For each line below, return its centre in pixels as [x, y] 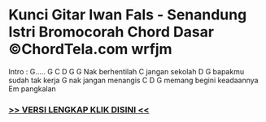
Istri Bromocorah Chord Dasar [111, 32]
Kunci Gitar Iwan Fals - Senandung [128, 15]
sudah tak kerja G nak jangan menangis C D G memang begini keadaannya [133, 80]
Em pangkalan [33, 88]
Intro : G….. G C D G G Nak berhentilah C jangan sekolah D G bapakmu [126, 71]
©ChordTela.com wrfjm [90, 49]
